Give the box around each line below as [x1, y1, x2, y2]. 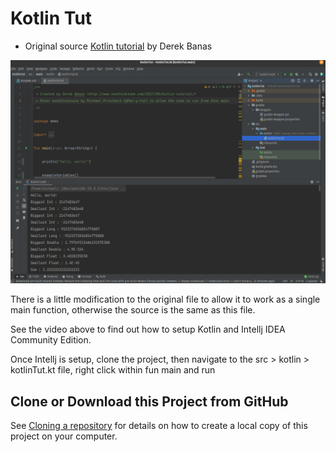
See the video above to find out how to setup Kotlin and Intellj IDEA [10, 323, 286, 336]
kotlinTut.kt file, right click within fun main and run [10, 364, 216, 376]
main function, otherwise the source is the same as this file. [10, 304, 256, 316]
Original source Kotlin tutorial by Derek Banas [24, 40, 213, 52]
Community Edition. [10, 334, 92, 346]
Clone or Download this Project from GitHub [10, 393, 289, 410]
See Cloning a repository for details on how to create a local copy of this [10, 420, 308, 432]
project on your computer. [10, 430, 118, 442]
